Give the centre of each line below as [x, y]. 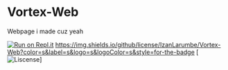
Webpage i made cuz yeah [45, 31]
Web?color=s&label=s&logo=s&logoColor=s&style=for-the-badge [101, 52]
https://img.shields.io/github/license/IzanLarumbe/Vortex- [138, 44]
